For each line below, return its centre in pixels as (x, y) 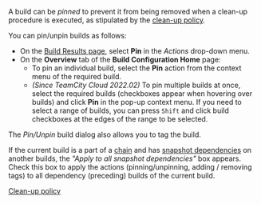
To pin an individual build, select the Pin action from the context (136, 68)
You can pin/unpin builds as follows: (67, 36)
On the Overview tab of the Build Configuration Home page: (120, 60)
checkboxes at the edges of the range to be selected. (120, 119)
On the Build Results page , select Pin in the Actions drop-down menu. (134, 51)
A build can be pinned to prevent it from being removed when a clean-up (128, 12)
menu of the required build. (77, 76)
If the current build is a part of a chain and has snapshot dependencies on (130, 150)
